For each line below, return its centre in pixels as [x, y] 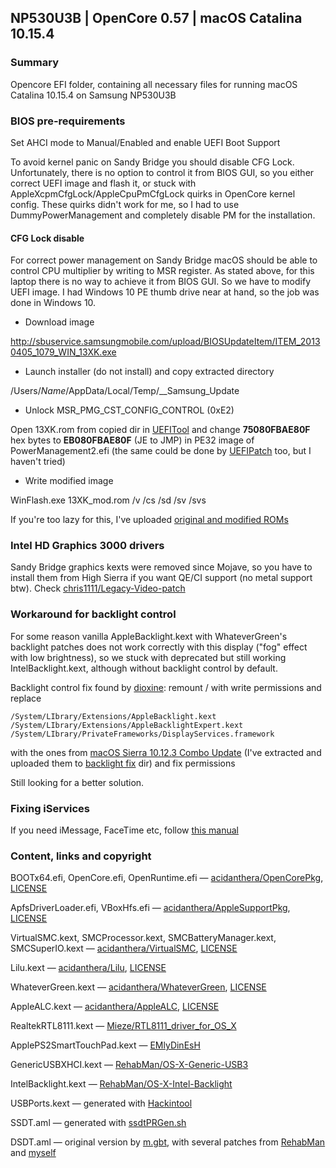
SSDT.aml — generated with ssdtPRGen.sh [98, 1123]
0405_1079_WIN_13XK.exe [63, 352]
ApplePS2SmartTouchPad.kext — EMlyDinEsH [105, 1045]
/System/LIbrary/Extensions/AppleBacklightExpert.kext [127, 725]
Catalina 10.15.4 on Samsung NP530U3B [93, 95]
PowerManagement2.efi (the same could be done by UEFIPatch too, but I [161, 451]
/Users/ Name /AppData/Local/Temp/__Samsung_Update [125, 391]
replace [26, 698]
